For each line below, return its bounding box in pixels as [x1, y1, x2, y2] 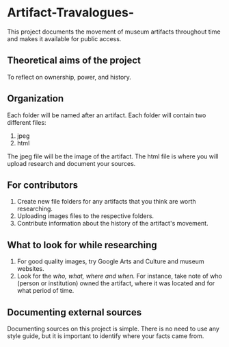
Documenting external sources [7, 307, 142, 318]
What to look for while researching [7, 239, 157, 251]
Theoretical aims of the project [7, 55, 142, 67]
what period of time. [16, 287, 75, 295]
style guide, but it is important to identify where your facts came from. [7, 332, 204, 340]
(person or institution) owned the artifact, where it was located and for [16, 279, 215, 287]
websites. [16, 265, 44, 273]
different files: [7, 118, 46, 126]
